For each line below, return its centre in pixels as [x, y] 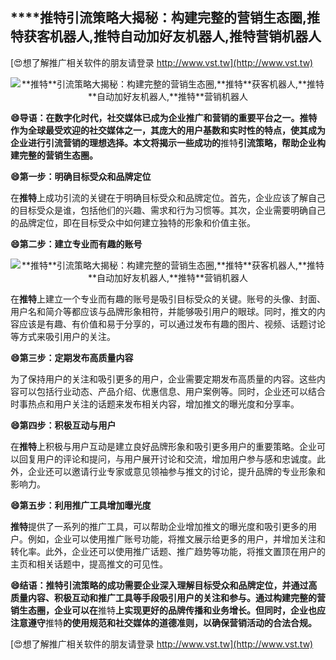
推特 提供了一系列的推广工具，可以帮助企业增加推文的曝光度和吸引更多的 [159, 526]
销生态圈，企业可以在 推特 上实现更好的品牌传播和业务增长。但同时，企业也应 [168, 610]
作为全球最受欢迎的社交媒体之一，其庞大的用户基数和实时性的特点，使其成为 [168, 130]
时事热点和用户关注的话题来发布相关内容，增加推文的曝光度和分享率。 [155, 404]
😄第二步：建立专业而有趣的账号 [76, 244]
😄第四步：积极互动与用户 [63, 425]
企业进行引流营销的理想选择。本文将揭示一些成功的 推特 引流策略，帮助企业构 [168, 142]
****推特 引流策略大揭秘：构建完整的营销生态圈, [158, 18]
